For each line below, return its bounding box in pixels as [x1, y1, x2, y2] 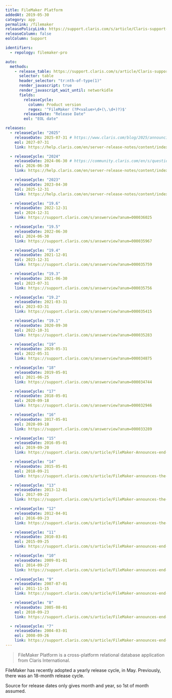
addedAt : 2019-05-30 [5, 12, 50, 17]
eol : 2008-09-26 [14, 633, 50, 638]
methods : [10, 64, 29, 69]
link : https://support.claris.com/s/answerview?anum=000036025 [14, 215, 153, 220]
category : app [5, 17, 36, 22]
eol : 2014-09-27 [14, 562, 50, 568]
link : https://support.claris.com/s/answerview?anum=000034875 [14, 356, 153, 361]
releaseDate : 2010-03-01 [14, 534, 68, 539]
